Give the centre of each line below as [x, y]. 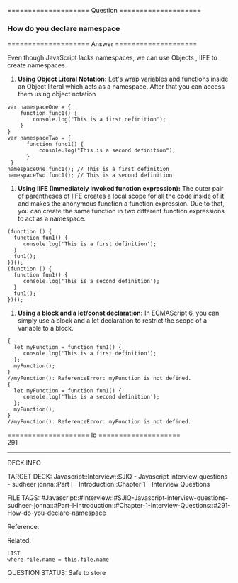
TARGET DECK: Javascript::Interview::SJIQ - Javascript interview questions [118, 477]
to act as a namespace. [52, 218]
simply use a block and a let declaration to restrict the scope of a [112, 321]
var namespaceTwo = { [39, 138]
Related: [19, 540]
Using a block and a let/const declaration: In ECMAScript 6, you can [118, 313]
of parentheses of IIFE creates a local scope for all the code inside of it [121, 196]
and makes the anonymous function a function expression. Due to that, [121, 204]
